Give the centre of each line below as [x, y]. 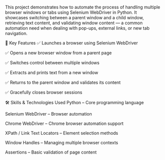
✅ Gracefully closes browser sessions [44, 92]
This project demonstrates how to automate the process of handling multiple [83, 7]
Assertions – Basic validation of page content [51, 152]
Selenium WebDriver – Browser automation [49, 114]
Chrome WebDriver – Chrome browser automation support [65, 123]
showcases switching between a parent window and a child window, [75, 18]
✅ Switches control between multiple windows [52, 63]
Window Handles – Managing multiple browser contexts [62, 142]
